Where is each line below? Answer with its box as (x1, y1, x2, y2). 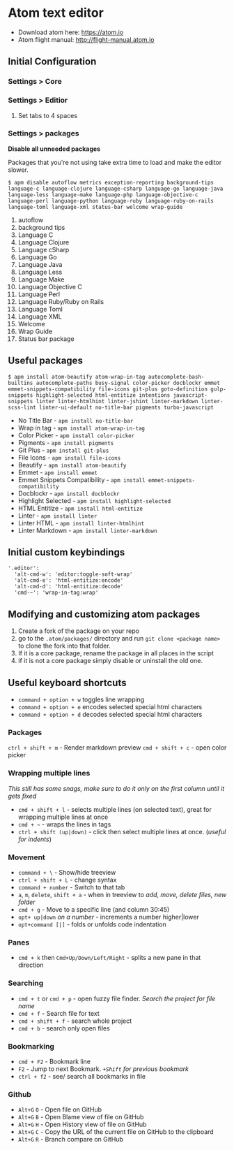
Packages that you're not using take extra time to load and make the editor (8, 158, 222, 166)
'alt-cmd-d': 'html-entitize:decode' (14, 583, 124, 590)
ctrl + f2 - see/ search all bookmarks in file (17, 1072, 146, 1080)
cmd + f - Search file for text (17, 1009, 100, 1017)
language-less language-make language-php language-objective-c (8, 191, 198, 198)
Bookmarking (8, 1041, 55, 1051)
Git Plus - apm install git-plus (17, 446, 109, 454)
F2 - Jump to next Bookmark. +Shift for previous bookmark (17, 1064, 189, 1073)
